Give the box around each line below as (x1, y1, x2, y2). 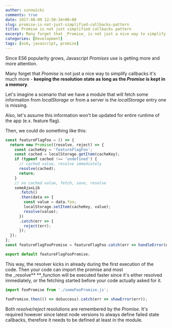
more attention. (5, 60, 37, 67)
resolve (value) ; (24, 209, 58, 214)
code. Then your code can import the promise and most (5, 266, 123, 273)
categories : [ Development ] (5, 36, 63, 42)
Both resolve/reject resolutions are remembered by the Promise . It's (5, 306, 148, 312)
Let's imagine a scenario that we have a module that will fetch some (5, 91, 148, 98)
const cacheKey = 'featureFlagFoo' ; (14, 147, 93, 152)
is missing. (5, 102, 28, 108)
